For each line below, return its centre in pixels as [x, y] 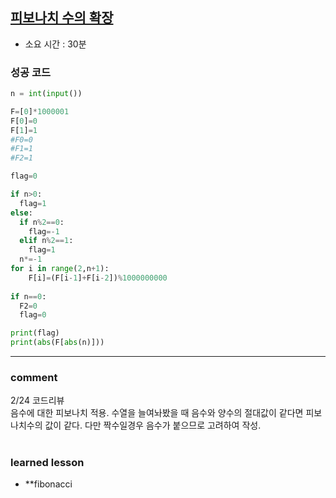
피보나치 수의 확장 [62, 18]
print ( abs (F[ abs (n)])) [57, 343]
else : [21, 213]
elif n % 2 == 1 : [46, 241]
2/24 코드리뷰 [37, 400]
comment [34, 378]
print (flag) [35, 333]
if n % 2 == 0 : [42, 222]
